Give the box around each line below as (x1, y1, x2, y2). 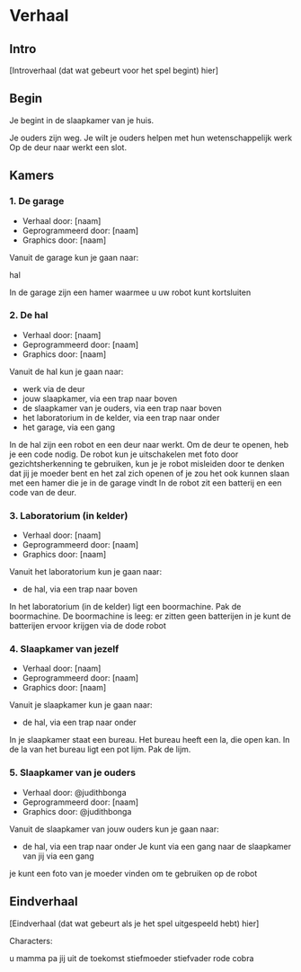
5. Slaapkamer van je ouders (9, 766, 137, 779)
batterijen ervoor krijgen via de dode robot (9, 620, 166, 631)
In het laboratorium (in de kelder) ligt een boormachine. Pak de (9, 602, 242, 612)
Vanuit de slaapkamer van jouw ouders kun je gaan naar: (9, 824, 220, 834)
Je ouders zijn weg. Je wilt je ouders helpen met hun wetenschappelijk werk (9, 132, 293, 143)
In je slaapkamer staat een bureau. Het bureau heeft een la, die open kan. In (9, 735, 290, 745)
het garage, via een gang (22, 422, 115, 432)
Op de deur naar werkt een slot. (9, 141, 128, 153)
